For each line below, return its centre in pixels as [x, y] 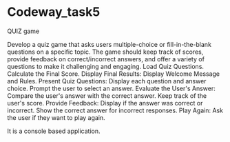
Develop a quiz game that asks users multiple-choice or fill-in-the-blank [109, 44]
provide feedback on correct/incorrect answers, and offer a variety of [106, 59]
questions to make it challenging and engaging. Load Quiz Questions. [106, 66]
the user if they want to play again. [56, 117]
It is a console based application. [54, 131]
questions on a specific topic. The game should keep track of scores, [105, 52]
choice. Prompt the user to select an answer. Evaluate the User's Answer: [111, 88]
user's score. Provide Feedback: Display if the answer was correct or [105, 103]
